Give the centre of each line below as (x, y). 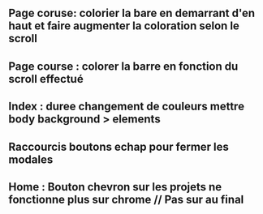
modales (31, 159)
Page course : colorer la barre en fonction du (123, 66)
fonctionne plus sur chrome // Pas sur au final (126, 199)
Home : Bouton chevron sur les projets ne (115, 187)
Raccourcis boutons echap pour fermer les (119, 146)
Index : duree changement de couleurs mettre (127, 107)
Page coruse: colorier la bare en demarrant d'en (132, 13)
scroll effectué (46, 79)
